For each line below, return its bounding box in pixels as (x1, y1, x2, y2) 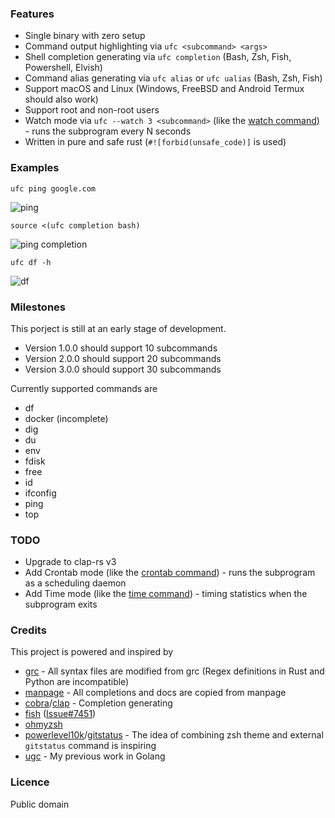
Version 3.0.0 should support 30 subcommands (24, 363, 222, 375)
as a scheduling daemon (24, 577, 127, 589)
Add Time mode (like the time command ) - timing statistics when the (24, 588, 308, 600)
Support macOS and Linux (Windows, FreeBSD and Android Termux (24, 83, 305, 95)
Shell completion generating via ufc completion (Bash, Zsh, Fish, (24, 51, 292, 63)
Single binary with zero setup (24, 30, 146, 42)
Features (10, 7, 55, 21)
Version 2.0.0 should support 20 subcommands (24, 352, 222, 364)
